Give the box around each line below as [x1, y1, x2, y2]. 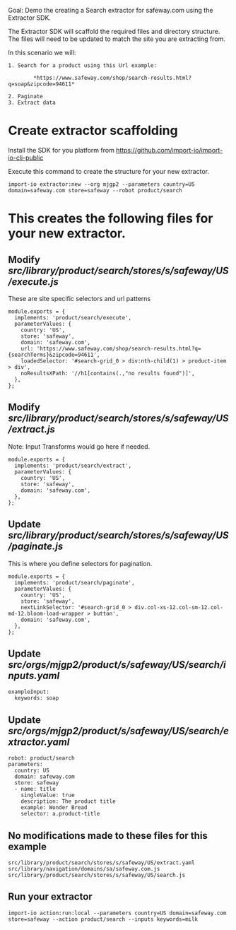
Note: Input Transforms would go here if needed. [8, 442, 151, 451]
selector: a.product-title [20, 811, 100, 818]
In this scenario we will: [8, 49, 76, 57]
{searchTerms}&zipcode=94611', [8, 351, 100, 358]
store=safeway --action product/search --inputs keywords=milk [8, 915, 199, 923]
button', [93, 610, 119, 617]
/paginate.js [8, 541, 64, 553]
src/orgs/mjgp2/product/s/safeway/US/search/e [8, 724, 229, 737]
